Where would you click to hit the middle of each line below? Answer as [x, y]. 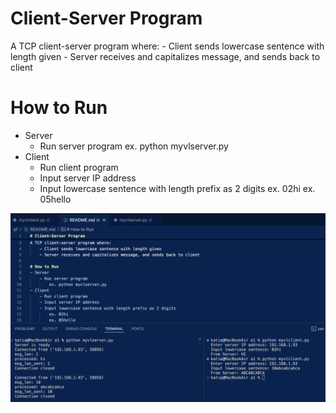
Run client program [79, 167]
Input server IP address [88, 178]
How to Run [59, 108]
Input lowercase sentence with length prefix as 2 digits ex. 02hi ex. [177, 188]
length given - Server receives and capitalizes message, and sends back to [165, 56]
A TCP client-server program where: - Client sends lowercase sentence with [167, 46]
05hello [55, 199]
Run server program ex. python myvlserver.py [134, 146]
